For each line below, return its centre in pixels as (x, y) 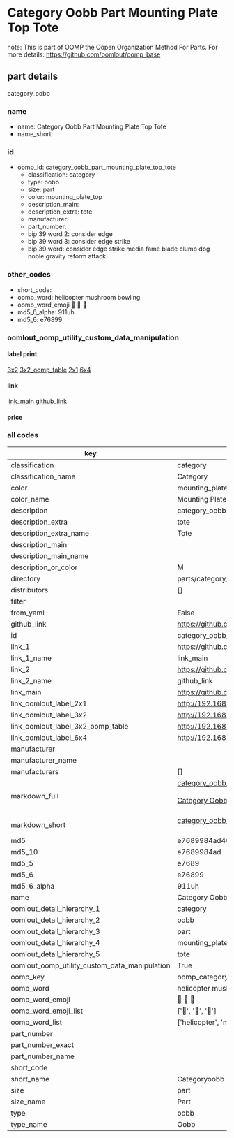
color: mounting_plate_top (65, 197)
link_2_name (31, 680)
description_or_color (44, 567)
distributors (30, 590)
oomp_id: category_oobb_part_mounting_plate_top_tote (96, 167)
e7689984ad (199, 852)
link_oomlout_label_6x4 (49, 737)
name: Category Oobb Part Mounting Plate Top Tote (92, 126)
